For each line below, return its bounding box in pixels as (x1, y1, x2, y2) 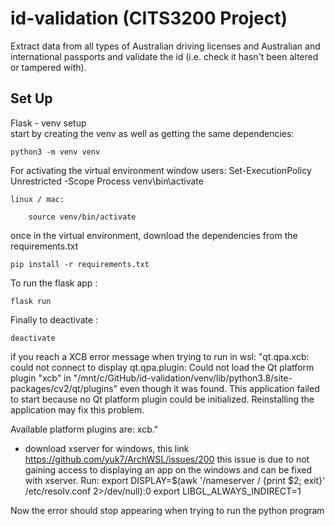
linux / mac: (10, 194, 65, 204)
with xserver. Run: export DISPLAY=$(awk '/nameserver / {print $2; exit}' (24, 474, 326, 486)
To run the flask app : (10, 277, 98, 289)
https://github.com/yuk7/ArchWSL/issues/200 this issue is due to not (24, 453, 310, 465)
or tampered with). (10, 61, 87, 73)
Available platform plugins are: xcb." (10, 423, 159, 435)
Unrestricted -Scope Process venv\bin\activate (10, 175, 204, 187)
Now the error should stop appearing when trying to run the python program (10, 504, 325, 516)
